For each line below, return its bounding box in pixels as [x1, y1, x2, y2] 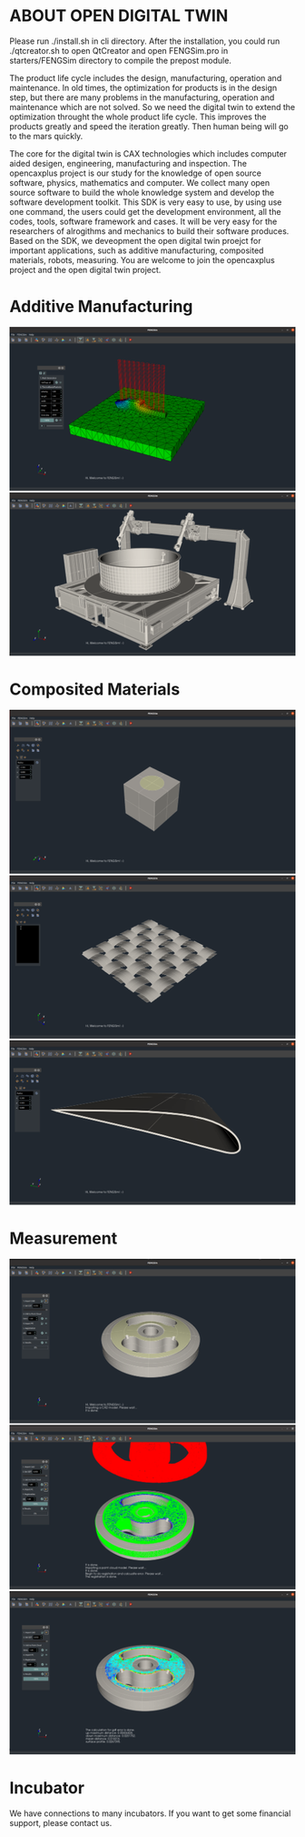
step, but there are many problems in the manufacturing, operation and [9, 92, 275, 103]
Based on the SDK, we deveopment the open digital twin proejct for [9, 235, 261, 246]
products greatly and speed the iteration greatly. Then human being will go [9, 120, 289, 132]
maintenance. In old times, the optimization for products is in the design [9, 82, 278, 93]
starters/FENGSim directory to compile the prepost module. [9, 55, 231, 66]
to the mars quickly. [9, 130, 84, 141]
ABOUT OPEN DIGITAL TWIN [9, 5, 229, 26]
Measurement [9, 1228, 118, 1249]
